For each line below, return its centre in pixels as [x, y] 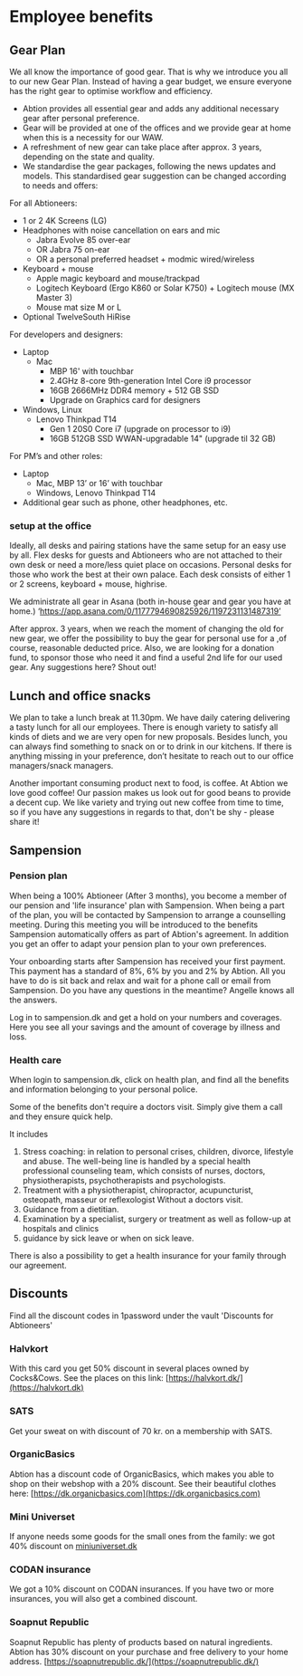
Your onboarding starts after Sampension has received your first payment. [148, 961]
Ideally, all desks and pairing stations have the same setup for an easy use [148, 546]
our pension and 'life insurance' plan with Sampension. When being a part [147, 905]
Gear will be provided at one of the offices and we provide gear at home [156, 128]
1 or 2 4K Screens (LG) [65, 220]
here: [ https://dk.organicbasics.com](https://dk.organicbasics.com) [135, 1493]
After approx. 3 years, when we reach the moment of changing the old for [147, 629]
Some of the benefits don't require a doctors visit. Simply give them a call [146, 1107]
